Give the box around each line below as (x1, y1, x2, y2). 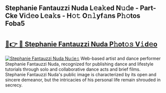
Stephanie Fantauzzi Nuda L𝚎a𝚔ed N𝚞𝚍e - (5, 4, 139, 12)
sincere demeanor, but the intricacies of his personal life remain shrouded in (5, 77, 161, 83)
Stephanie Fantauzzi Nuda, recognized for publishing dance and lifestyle (5, 61, 154, 67)
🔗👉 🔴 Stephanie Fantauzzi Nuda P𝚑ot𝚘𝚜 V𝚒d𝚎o (5, 40, 158, 48)
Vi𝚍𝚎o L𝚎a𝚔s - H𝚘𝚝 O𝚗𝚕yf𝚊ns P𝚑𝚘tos (19, 12, 141, 20)
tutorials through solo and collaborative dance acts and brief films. (5, 66, 141, 72)
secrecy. (5, 82, 23, 88)
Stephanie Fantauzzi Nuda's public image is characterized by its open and (5, 72, 157, 77)
